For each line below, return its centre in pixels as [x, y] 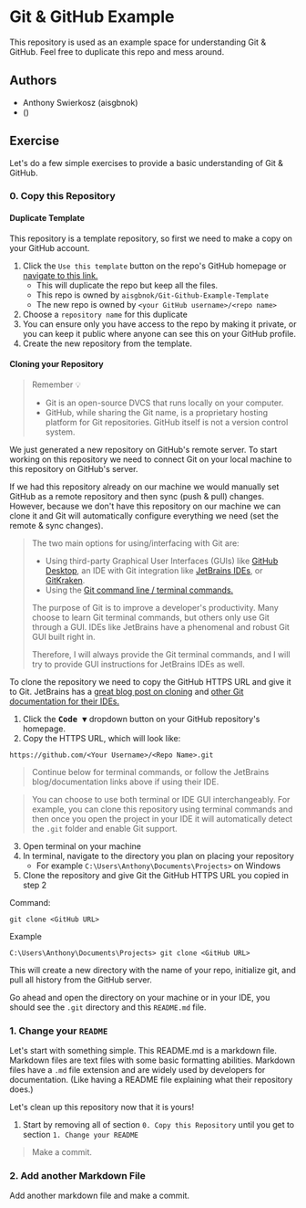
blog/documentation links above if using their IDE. [125, 782]
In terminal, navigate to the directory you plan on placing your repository [158, 856]
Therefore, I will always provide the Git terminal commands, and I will [161, 654]
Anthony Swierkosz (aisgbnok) [80, 102]
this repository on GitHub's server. [74, 468]
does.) [21, 1089]
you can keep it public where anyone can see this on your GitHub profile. [159, 333]
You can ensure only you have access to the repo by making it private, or [159, 324]
